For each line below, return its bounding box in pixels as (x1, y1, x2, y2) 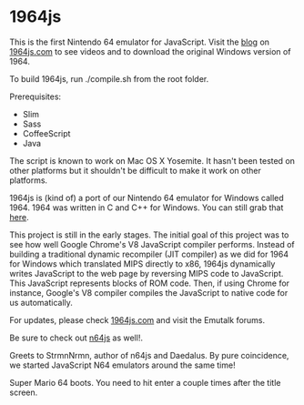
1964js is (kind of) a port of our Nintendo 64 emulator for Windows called (9, 192, 284, 203)
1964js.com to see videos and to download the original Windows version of (9, 46, 291, 56)
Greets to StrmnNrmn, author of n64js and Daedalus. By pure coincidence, (9, 349, 289, 360)
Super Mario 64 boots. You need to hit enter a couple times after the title (9, 377, 281, 388)
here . (9, 211, 29, 222)
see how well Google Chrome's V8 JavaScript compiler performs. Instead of (9, 238, 295, 249)
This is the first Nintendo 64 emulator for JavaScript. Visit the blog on (9, 36, 270, 47)
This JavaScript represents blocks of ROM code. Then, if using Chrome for (9, 278, 289, 289)
